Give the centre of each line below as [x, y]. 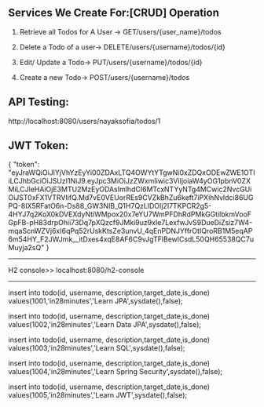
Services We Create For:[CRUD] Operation [114, 13]
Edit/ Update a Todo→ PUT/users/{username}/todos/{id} [111, 62]
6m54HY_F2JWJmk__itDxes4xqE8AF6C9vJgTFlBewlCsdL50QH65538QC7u [131, 239]
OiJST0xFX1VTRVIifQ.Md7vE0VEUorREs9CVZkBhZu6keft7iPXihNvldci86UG [131, 198]
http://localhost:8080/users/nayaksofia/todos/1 [84, 121]
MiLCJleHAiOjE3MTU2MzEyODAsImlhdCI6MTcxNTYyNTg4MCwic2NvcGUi [130, 189]
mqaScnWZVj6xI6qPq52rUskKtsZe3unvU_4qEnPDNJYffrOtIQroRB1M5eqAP [130, 231]
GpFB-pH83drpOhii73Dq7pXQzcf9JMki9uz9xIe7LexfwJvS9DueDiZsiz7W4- [130, 223]
